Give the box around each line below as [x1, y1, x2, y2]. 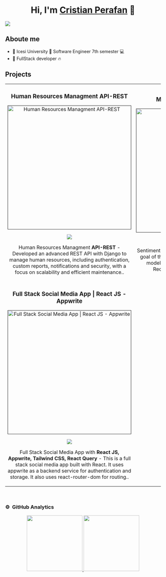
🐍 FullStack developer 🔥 [12, 56, 62, 61]
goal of [140, 253, 157, 260]
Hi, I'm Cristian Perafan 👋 [30, 4, 135, 16]
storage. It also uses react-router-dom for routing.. [9, 473, 129, 480]
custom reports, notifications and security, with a [12, 263, 126, 270]
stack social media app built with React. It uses [15, 461, 124, 468]
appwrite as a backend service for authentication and [7, 467, 131, 474]
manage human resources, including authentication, [9, 256, 130, 263]
